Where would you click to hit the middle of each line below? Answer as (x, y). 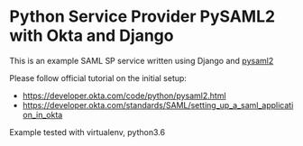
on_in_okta (42, 114)
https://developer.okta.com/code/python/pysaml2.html (124, 96)
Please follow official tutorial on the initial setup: (98, 78)
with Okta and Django (92, 36)
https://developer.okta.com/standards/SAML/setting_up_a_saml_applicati (158, 105)
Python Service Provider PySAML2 (142, 17)
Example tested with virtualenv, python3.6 (87, 132)
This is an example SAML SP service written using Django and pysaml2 (142, 60)
